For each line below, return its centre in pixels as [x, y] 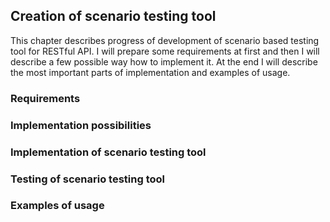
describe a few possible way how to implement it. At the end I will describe [164, 61]
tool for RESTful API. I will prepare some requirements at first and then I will [165, 51]
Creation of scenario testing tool [113, 16]
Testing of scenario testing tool [87, 179]
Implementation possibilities [81, 125]
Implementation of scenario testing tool [108, 152]
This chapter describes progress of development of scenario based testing [165, 40]
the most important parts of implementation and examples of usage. [150, 72]
